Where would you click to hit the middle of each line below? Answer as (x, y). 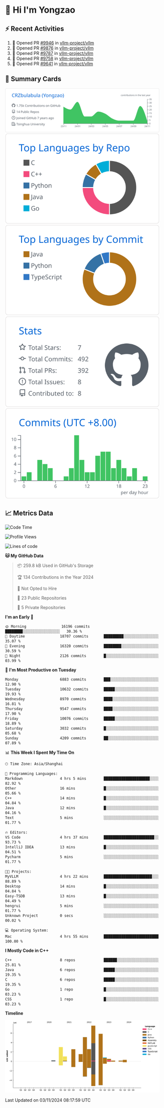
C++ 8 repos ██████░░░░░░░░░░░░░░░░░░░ (82, 960)
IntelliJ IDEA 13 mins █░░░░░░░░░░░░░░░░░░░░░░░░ (82, 847)
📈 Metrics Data (29, 513)
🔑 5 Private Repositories (41, 608)
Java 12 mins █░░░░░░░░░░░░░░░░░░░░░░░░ (82, 808)
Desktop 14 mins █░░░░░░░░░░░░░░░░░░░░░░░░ (82, 886)
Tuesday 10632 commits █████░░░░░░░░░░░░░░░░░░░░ (82, 689)
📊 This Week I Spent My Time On (40, 753)
